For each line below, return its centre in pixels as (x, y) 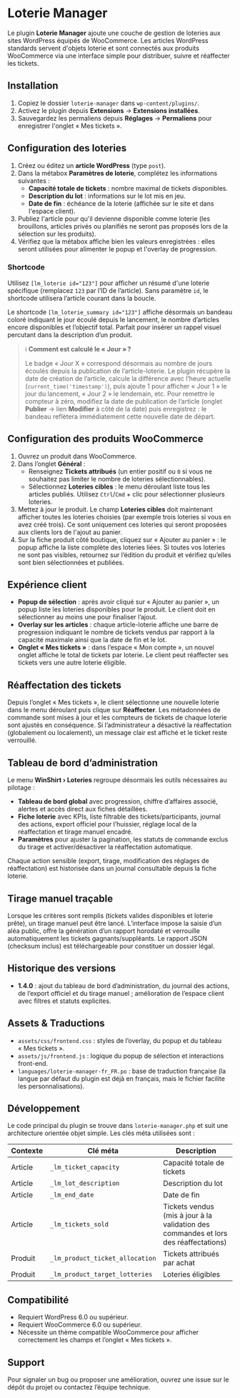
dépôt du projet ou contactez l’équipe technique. (79, 1387)
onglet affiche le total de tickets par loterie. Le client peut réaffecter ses (123, 655)
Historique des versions (62, 968)
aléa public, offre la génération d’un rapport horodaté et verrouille (104, 931)
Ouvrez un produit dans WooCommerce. (77, 456)
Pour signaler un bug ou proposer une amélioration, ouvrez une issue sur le (118, 1379)
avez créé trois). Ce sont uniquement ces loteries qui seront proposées (122, 524)
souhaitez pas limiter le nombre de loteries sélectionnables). (117, 479)
